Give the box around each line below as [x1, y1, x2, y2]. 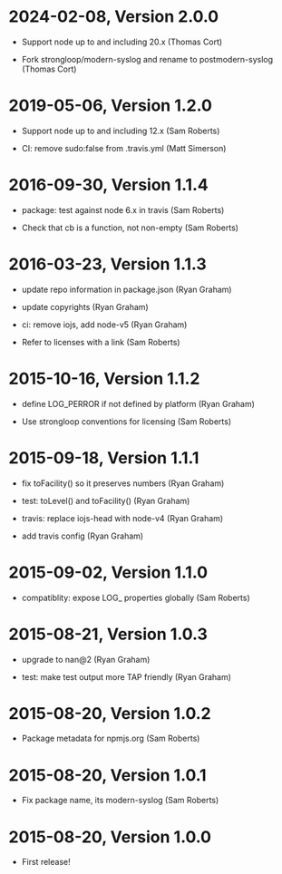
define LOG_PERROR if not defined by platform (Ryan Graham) [21, 398, 256, 409]
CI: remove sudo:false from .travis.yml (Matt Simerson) [21, 142, 227, 153]
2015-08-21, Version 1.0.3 [8, 624, 208, 645]
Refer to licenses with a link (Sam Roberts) [21, 336, 180, 347]
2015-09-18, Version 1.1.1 [8, 447, 199, 468]
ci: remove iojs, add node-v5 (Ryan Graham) [21, 319, 188, 330]
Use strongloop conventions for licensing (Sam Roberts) [21, 415, 232, 427]
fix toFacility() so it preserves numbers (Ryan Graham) [21, 478, 225, 489]
